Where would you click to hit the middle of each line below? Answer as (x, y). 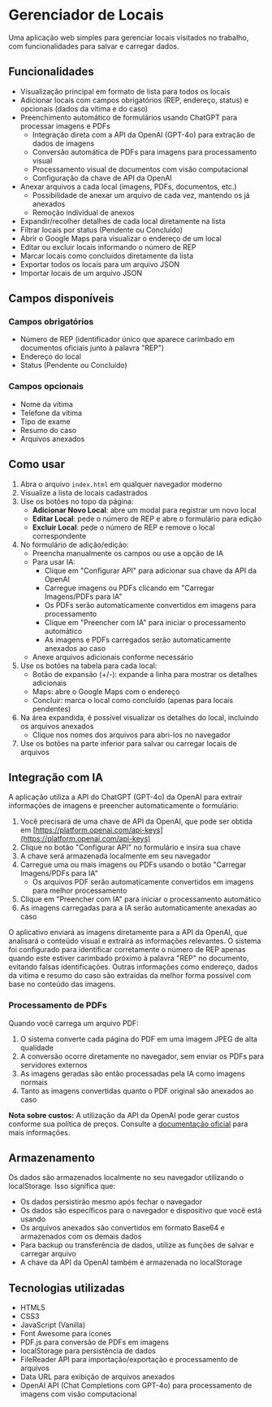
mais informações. (39, 1132)
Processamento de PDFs (58, 1005)
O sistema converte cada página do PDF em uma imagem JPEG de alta (139, 1038)
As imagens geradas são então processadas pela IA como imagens (132, 1073)
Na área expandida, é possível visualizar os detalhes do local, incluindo (139, 717)
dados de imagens (63, 143)
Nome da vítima (46, 404)
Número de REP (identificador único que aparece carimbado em (127, 339)
